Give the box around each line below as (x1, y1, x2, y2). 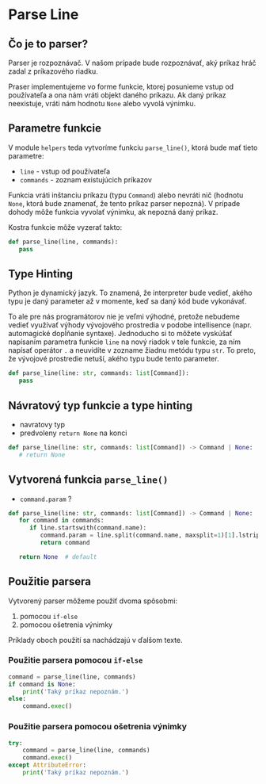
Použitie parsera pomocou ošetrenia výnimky (8, 721, 188, 732)
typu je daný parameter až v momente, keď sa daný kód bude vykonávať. (8, 296, 247, 306)
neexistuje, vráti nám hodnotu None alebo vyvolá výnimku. (8, 99, 196, 108)
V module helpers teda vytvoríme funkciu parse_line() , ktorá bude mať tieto (8, 143, 258, 152)
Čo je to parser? (8, 37, 89, 51)
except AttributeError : (8, 761, 87, 770)
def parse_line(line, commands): (8, 238, 119, 246)
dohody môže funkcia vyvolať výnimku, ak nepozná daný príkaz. (8, 207, 218, 216)
